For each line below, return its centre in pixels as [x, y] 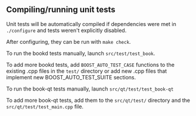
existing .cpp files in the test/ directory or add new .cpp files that [87, 71]
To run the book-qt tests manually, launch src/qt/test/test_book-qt [90, 89]
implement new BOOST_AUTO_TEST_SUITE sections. [71, 77]
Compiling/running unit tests [61, 10]
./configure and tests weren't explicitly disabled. [66, 30]
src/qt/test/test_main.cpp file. [45, 107]
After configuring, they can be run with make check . [69, 41]
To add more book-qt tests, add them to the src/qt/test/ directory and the [98, 100]
